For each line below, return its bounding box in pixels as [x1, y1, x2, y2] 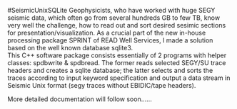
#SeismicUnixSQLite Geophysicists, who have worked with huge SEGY [7, 6, 216, 14]
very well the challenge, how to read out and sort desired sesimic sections [7, 21, 226, 29]
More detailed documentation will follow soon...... [7, 95, 152, 103]
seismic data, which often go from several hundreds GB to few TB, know [7, 13, 220, 22]
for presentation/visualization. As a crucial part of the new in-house [7, 28, 206, 37]
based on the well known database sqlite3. [7, 44, 133, 52]
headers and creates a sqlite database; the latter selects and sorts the [7, 67, 213, 74]
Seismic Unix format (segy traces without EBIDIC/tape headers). [7, 81, 196, 89]
